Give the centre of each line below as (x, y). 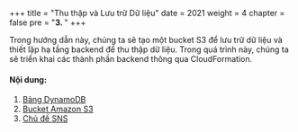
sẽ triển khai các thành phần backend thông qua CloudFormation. (131, 59)
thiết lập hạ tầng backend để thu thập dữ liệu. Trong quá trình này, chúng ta (149, 49)
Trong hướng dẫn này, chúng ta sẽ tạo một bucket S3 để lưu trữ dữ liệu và (146, 40)
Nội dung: (28, 79)
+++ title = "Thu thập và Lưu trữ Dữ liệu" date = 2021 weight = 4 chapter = (147, 13)
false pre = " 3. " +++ (48, 22)
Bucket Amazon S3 (58, 109)
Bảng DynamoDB (54, 100)
